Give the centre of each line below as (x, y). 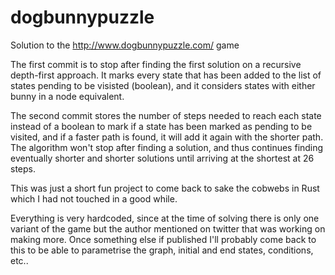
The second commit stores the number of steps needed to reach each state (166, 115)
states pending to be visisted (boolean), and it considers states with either (163, 85)
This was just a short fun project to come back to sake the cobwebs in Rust (165, 188)
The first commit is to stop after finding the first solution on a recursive (156, 64)
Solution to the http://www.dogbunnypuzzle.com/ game (125, 45)
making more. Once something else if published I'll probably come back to (163, 239)
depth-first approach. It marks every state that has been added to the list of (166, 75)
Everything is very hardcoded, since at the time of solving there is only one (165, 218)
